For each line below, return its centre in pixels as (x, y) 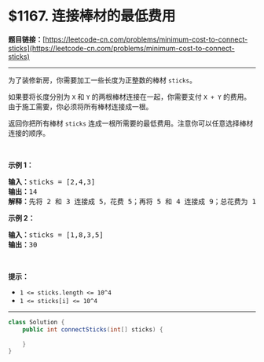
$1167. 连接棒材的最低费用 (92, 16)
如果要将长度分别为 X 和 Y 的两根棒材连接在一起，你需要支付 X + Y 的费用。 (130, 97)
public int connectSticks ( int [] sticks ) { (93, 329)
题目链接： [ (27, 39)
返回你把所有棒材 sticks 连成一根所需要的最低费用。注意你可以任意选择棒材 (131, 123)
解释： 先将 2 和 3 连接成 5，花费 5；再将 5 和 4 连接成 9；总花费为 (128, 201)
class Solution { (37, 322)
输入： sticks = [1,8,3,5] (56, 235)
